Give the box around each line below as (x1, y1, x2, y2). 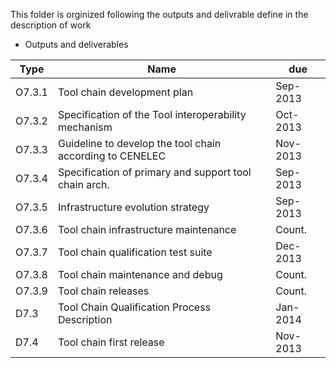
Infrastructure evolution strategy (57, 200, 210, 214)
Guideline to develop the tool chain (57, 137, 222, 150)
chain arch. (57, 178, 110, 191)
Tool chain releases (57, 284, 150, 298)
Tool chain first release (57, 335, 165, 349)
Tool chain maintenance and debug (57, 268, 223, 281)
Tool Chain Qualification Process (57, 300, 212, 314)
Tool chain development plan (57, 85, 194, 99)
